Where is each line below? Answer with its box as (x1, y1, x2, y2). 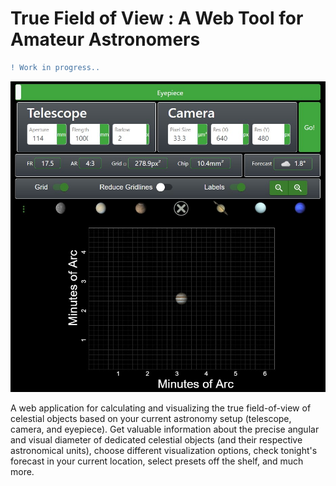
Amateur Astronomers (10, 28, 201, 51)
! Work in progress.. (10, 62, 101, 72)
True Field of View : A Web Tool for (10, 7, 304, 30)
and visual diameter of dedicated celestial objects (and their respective (10, 434, 303, 446)
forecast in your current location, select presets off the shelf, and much (10, 455, 304, 467)
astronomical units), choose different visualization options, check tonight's (10, 445, 318, 457)
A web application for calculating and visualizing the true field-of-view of (10, 402, 312, 414)
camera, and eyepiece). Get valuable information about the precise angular (10, 423, 320, 436)
